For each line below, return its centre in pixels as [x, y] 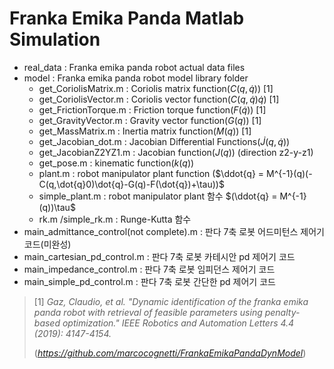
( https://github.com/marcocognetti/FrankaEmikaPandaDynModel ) [170, 353]
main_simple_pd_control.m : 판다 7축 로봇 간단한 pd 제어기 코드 [149, 281]
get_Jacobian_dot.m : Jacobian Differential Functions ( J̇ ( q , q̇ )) [164, 141]
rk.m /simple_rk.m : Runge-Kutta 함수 [115, 219]
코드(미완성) [47, 244]
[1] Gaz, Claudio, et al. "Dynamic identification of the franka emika [171, 301]
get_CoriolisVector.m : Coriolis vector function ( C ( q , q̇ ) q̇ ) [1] [159, 99]
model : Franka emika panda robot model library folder [136, 78]
